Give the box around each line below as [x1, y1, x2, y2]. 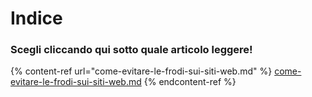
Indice [10, 7, 63, 30]
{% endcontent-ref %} [143, 76, 237, 88]
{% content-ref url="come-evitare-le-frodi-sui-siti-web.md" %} [10, 65, 273, 77]
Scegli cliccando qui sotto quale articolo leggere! [10, 43, 253, 57]
